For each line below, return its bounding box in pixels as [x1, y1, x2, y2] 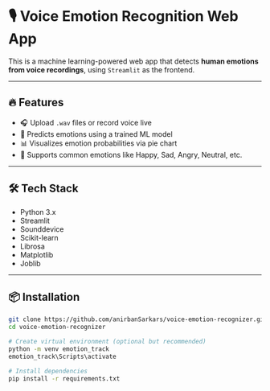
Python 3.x [19, 207, 56, 216]
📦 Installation [8, 290, 80, 303]
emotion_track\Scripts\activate [8, 352, 117, 360]
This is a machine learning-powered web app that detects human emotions [8, 56, 259, 66]
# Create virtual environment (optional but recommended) [8, 338, 207, 346]
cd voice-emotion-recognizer [8, 323, 106, 331]
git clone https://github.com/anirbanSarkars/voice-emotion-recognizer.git [8, 315, 268, 323]
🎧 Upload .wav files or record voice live [19, 117, 153, 127]
